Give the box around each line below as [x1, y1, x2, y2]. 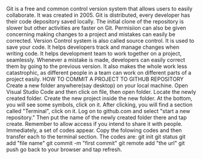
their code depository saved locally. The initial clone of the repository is [6, 18, 184, 25]
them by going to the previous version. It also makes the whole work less [6, 63, 188, 70]
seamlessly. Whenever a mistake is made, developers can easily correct [6, 57, 185, 63]
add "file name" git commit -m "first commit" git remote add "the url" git [6, 140, 185, 146]
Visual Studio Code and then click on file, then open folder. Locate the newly [6, 89, 197, 95]
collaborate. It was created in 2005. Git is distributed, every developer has [6, 11, 191, 19]
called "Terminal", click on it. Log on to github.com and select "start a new [6, 108, 191, 114]
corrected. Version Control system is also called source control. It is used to [6, 37, 195, 44]
